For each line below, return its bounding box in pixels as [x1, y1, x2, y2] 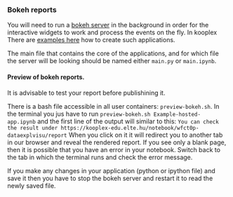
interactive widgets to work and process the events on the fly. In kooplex [7, 28, 218, 36]
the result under [7, 124, 58, 131]
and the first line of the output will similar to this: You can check [37, 117, 219, 125]
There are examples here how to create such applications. [7, 36, 175, 44]
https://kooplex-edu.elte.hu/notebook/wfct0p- [60, 124, 199, 131]
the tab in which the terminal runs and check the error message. [7, 153, 193, 161]
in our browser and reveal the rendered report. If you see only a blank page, [7, 138, 227, 147]
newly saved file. [7, 181, 56, 190]
